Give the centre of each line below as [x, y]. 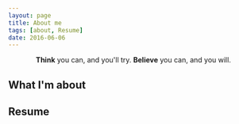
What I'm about [47, 85]
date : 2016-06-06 [37, 38]
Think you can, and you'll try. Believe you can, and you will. [133, 60]
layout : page [30, 15]
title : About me [35, 23]
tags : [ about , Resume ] [46, 30]
